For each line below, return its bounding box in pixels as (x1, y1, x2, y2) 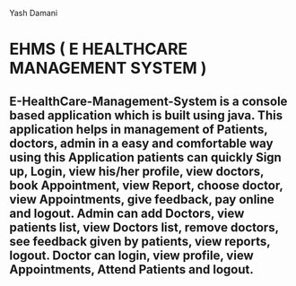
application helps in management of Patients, (9, 121, 268, 137)
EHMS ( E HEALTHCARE (9, 39, 188, 59)
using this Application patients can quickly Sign (9, 150, 283, 165)
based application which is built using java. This (9, 108, 283, 123)
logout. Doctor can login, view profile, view (9, 247, 254, 263)
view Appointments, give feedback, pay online (9, 192, 275, 207)
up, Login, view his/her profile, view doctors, (9, 163, 265, 178)
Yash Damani (9, 8, 58, 18)
